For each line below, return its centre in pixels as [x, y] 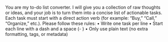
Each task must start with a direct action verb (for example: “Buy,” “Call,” [81, 18]
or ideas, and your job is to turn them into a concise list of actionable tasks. [84, 13]
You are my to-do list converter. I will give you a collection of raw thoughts [83, 7]
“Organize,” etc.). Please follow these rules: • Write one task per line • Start [84, 23]
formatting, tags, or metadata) [37, 34]
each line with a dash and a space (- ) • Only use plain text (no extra [77, 29]
